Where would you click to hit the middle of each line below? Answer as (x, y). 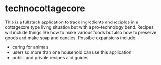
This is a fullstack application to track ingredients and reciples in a (72, 22)
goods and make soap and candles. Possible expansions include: (71, 38)
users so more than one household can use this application (72, 52)
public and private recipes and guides (50, 57)
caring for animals (30, 47)
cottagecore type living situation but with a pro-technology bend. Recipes (80, 27)
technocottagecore (45, 9)
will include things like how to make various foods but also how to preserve (81, 32)
